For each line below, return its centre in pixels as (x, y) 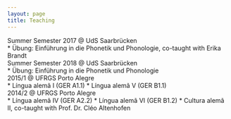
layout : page (26, 14)
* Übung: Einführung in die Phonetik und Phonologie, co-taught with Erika (114, 48)
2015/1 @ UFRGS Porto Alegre (51, 77)
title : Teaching (31, 20)
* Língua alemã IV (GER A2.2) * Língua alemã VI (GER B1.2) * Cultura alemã (116, 100)
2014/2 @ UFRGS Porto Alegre (52, 93)
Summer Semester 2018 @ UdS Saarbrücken (73, 63)
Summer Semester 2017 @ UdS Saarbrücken (72, 40)
